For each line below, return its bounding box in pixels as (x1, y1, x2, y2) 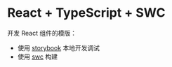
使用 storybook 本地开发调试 (17, 43, 100, 52)
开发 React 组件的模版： (7, 29, 77, 37)
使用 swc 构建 (17, 52, 58, 61)
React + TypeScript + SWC (7, 5, 166, 21)
